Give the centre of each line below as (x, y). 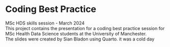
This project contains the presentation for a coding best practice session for (85, 28)
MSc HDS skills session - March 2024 (45, 23)
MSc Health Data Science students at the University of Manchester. (76, 33)
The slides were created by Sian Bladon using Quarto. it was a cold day (80, 39)
